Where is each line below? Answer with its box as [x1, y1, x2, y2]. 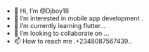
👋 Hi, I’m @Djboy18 [13, 7, 69, 15]
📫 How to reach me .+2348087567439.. [13, 37, 132, 45]
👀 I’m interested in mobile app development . [13, 14, 143, 22]
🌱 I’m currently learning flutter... [13, 22, 106, 30]
